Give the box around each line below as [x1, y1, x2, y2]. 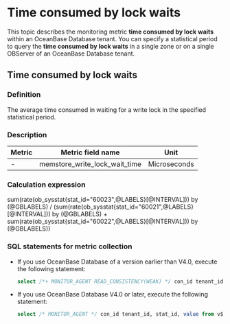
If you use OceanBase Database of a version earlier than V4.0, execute [16, 257, 218, 266]
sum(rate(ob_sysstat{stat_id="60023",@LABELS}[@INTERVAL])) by [7, 196, 198, 204]
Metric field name [60, 148, 120, 157]
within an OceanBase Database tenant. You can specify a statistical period [7, 34, 218, 43]
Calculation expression [7, 180, 86, 189]
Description [7, 130, 47, 139]
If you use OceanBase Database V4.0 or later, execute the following [16, 290, 208, 299]
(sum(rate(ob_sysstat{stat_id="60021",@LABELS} [54, 202, 194, 211]
